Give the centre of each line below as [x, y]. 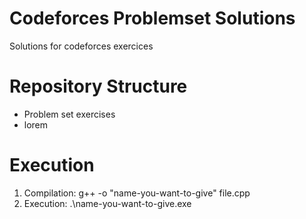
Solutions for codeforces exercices [81, 46]
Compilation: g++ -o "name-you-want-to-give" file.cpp [137, 193]
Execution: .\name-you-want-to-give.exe [107, 203]
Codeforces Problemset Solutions [152, 18]
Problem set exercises [69, 114]
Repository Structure [98, 86]
